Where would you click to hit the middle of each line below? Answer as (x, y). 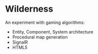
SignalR (20, 42)
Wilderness (29, 9)
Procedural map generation (40, 37)
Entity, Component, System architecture (53, 32)
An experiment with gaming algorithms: (45, 22)
